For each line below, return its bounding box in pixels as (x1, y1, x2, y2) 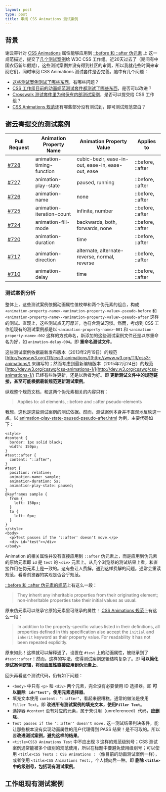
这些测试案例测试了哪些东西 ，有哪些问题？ (12, 79, 99, 85)
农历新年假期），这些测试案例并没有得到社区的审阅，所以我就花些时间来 (9, 62, 155, 68)
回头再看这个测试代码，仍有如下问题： (5, 673, 83, 679)
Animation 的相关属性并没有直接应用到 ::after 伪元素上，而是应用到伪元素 (5, 553, 158, 559)
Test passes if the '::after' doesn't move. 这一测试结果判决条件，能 (12, 720, 159, 726)
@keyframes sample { (5, 492, 48, 497)
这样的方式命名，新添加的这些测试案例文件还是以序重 (46, 333, 155, 339)
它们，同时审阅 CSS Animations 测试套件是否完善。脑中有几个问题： (9, 69, 149, 75)
